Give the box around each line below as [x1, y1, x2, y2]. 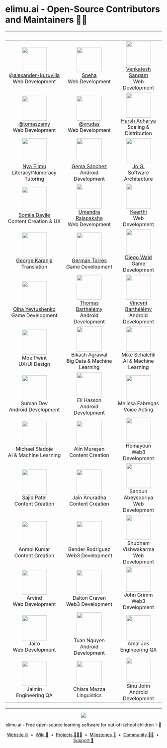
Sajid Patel [22, 494, 47, 501]
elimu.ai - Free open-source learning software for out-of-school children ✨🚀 [5, 722, 162, 728]
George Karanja [16, 257, 53, 264]
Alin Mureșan [74, 445, 105, 452]
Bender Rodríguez [68, 545, 111, 552]
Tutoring [24, 175, 44, 182]
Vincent [129, 299, 148, 306]
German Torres [72, 257, 107, 264]
